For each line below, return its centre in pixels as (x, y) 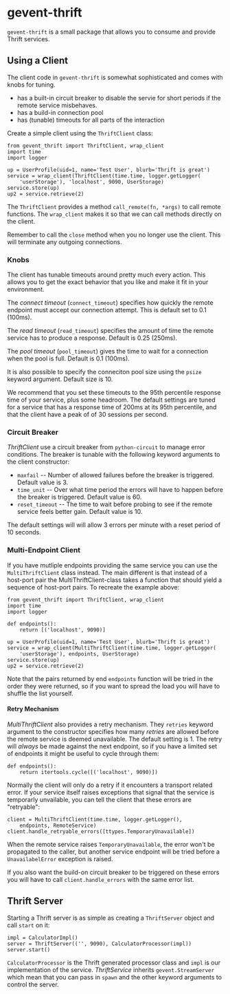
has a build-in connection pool (60, 112)
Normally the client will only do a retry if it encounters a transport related (110, 785)
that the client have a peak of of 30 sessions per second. (88, 415)
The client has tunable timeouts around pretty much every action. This (106, 275)
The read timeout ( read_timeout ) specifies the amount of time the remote (111, 331)
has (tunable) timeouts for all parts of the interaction (91, 120)
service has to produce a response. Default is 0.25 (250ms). (92, 338)
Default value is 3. (43, 482)
